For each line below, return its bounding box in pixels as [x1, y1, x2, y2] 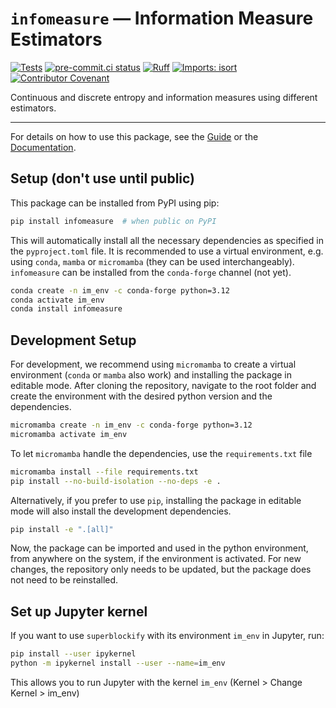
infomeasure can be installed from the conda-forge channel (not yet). [10, 266, 292, 278]
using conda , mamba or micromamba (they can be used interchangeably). [10, 255, 295, 267]
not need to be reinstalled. [10, 574, 119, 586]
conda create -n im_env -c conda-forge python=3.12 [10, 285, 230, 296]
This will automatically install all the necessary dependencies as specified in [10, 234, 324, 246]
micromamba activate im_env [10, 429, 128, 439]
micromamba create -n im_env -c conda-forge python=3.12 [10, 420, 253, 431]
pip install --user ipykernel [10, 649, 137, 659]
